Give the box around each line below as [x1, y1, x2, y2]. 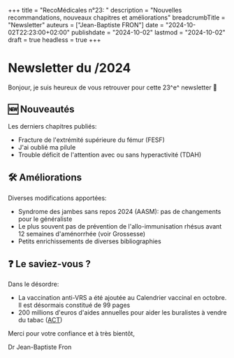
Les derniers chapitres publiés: [8, 122, 97, 130]
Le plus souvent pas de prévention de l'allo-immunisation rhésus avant [17, 222, 222, 230]
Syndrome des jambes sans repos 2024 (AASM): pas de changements [17, 207, 221, 215]
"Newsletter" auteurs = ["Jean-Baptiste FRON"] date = [8, 21, 165, 29]
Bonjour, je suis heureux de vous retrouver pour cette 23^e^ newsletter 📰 [8, 83, 217, 92]
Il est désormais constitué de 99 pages [17, 301, 131, 310]
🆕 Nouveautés [8, 103, 75, 115]
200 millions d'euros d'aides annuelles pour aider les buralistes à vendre [17, 308, 227, 317]
